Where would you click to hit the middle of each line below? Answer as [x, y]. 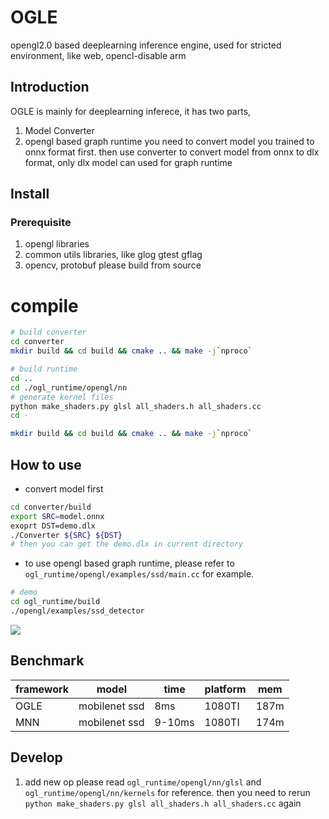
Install [30, 194]
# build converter [48, 332]
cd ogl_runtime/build [55, 602]
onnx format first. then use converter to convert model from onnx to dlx [172, 152]
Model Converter [59, 130]
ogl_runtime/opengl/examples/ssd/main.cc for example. [139, 574]
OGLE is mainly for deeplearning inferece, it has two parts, [131, 111]
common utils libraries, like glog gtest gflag [113, 255]
